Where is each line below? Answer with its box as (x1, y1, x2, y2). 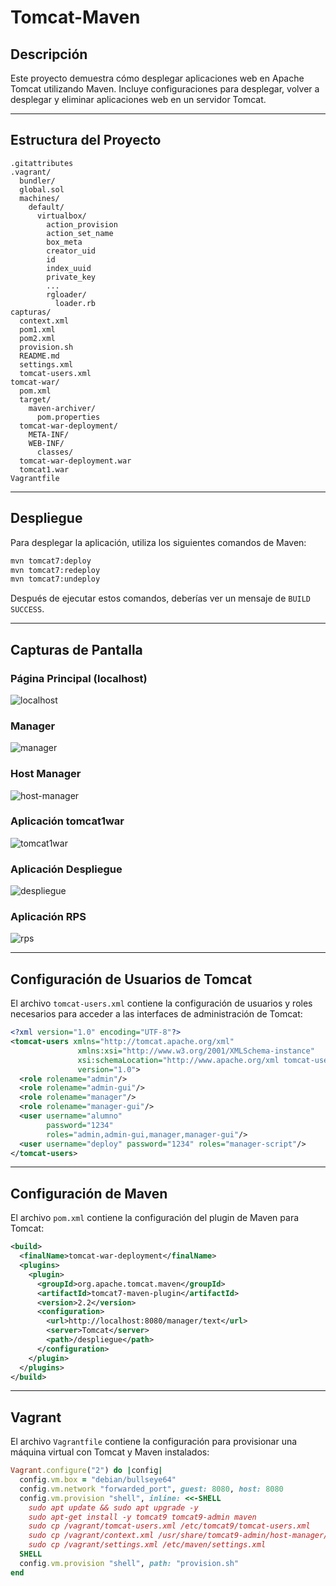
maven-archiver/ (28, 403, 97, 413)
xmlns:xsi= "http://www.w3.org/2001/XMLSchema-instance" (77, 1046, 315, 1056)
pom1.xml (19, 324, 56, 335)
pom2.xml (19, 333, 56, 343)
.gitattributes (10, 158, 74, 168)
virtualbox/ (36, 211, 87, 221)
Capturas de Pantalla (10, 641, 143, 658)
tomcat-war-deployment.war (19, 456, 132, 466)
